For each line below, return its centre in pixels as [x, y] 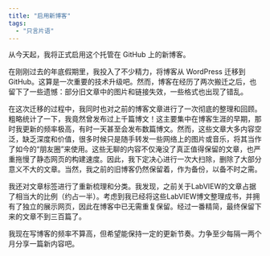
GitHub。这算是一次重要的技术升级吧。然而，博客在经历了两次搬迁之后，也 [133, 82]
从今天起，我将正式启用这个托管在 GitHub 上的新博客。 [99, 55]
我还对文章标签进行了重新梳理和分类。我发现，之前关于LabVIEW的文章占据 [133, 187]
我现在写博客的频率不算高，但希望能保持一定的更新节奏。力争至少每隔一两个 [135, 233]
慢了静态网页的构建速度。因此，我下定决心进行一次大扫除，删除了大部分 [142, 159]
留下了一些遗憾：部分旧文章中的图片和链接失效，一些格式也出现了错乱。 [128, 92]
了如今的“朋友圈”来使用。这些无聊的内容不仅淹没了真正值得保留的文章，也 [131, 149]
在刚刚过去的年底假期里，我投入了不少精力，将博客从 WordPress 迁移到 [127, 72]
